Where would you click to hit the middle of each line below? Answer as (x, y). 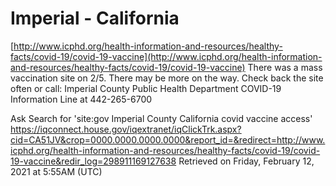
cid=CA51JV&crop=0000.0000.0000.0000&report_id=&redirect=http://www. (168, 139)
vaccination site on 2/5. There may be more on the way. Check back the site (167, 78)
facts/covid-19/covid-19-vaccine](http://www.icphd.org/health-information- (166, 56)
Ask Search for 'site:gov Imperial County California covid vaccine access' (161, 118)
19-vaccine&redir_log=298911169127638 (93, 161)
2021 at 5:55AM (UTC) (56, 171)
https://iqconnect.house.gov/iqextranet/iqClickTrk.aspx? (126, 129)
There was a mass (285, 67)
